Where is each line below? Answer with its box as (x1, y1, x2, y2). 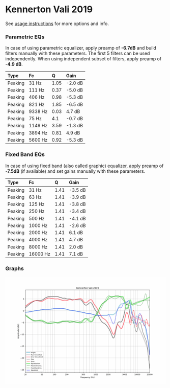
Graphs (5, 265, 24, 272)
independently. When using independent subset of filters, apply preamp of (5, 56, 162, 62)
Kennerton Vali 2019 (5, 4, 93, 15)
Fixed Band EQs (5, 151, 45, 158)
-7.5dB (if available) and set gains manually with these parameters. (5, 168, 146, 174)
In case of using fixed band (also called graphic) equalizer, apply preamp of (5, 163, 164, 169)
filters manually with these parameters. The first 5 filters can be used (5, 50, 150, 57)
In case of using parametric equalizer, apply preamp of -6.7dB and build (5, 45, 157, 51)
